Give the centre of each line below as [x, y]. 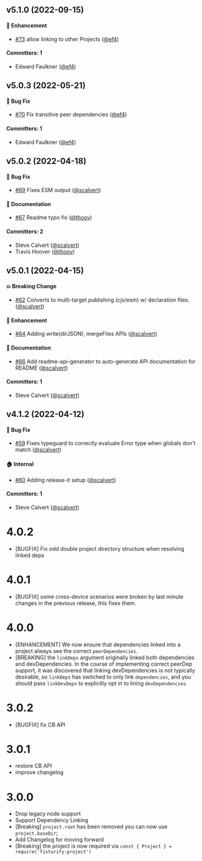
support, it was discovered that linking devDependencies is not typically [105, 670]
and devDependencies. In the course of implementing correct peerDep [103, 664]
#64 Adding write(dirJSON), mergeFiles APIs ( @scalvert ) [86, 334]
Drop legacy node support [48, 814]
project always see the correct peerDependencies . [76, 651]
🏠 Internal [20, 464]
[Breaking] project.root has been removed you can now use [91, 827]
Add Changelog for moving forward [59, 840]
